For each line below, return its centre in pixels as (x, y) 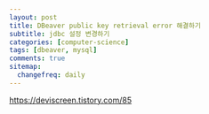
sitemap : (25, 67)
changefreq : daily (52, 75)
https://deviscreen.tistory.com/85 (70, 100)
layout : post (33, 17)
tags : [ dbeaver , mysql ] (53, 50)
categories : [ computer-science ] (69, 42)
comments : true (37, 58)
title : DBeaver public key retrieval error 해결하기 (105, 26)
